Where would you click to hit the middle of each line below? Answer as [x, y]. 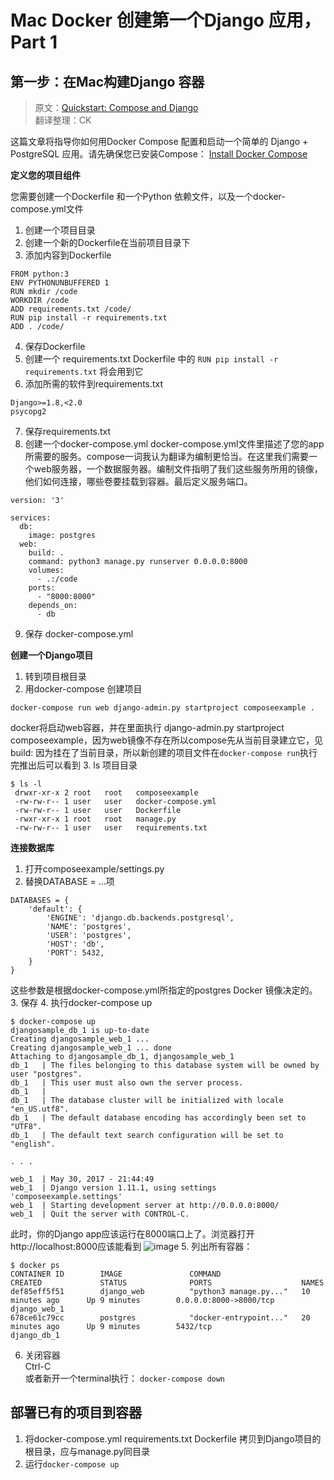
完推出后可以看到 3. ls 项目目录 [74, 765]
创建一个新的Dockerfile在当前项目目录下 [107, 242]
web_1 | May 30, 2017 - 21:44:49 [82, 1179]
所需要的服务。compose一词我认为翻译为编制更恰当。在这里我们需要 [166, 456]
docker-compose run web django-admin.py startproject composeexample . [162, 708]
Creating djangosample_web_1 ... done [91, 1048]
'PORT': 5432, [75, 953]
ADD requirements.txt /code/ [71, 309]
